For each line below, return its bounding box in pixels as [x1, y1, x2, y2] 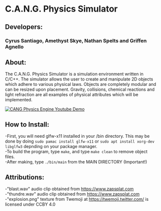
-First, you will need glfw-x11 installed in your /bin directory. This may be [5, 133, 150, 139]
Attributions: [5, 173, 45, 181]
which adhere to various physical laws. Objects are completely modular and [5, 81, 157, 87]
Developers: [5, 23, 43, 31]
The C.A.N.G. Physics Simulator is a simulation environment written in [5, 71, 144, 77]
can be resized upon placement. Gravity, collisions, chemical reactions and [5, 86, 155, 93]
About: [5, 58, 27, 66]
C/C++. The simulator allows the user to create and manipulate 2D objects [5, 76, 154, 82]
